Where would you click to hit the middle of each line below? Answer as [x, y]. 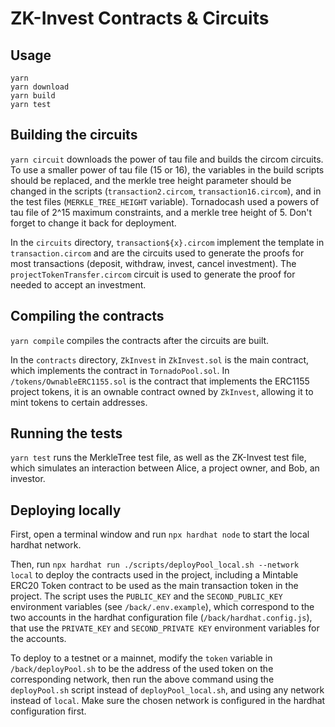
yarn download [40, 87]
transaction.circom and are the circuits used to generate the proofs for [157, 253]
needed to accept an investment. [78, 284]
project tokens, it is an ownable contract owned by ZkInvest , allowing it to [162, 391]
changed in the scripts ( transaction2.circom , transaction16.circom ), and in [166, 191]
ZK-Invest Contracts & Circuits [140, 18]
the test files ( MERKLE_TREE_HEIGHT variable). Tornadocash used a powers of [165, 201]
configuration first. [48, 711]
